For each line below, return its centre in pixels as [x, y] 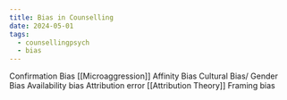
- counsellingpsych [54, 42]
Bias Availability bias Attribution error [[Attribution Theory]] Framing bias [142, 86]
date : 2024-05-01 [42, 26]
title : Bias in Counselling [62, 17]
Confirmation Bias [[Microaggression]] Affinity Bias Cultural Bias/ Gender [144, 76]
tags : [19, 34]
